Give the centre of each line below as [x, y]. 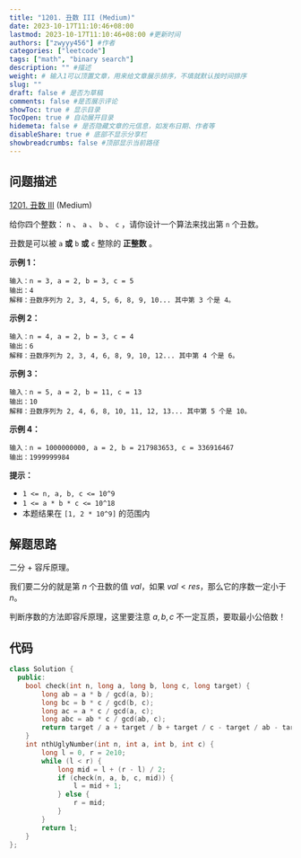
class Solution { [42, 669]
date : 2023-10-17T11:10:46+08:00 [72, 26]
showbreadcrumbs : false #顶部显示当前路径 [84, 143]
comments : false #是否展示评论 [64, 101]
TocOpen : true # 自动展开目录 [61, 118]
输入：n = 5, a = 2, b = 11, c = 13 [76, 392]
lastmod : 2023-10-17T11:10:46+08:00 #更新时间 [95, 34]
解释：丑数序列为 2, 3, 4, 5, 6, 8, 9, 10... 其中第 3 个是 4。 [122, 300]
